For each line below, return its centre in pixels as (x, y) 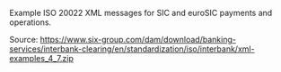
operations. (31, 22)
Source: (24, 40)
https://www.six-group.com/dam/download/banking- (138, 40)
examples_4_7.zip (42, 58)
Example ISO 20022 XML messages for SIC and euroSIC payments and (141, 13)
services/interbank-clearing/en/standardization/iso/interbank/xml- (132, 49)
